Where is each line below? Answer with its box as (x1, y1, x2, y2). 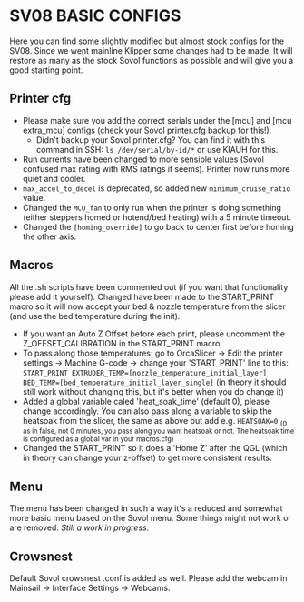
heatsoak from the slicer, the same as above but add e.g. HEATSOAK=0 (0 (22, 415, 288, 428)
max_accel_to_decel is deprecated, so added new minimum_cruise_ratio (22, 183, 291, 194)
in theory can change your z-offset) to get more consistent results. (22, 452, 272, 464)
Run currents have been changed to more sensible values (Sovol (22, 154, 265, 165)
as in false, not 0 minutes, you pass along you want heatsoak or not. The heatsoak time (22, 426, 295, 436)
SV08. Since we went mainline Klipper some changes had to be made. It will (9, 45, 293, 55)
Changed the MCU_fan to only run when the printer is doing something (22, 202, 281, 213)
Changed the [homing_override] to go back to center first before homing (22, 221, 295, 232)
